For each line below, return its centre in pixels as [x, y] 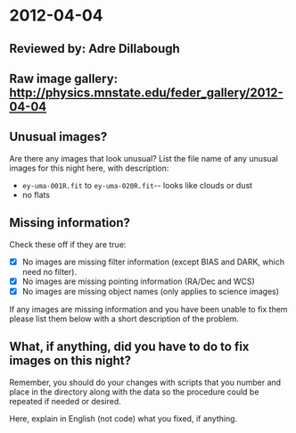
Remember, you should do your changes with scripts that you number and [145, 382]
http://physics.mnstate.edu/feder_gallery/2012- [146, 92]
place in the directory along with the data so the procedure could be [134, 391]
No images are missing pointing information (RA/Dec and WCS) [139, 281]
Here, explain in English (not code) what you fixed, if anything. [123, 418]
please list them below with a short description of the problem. [124, 319]
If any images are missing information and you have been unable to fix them [148, 309]
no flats [36, 195]
